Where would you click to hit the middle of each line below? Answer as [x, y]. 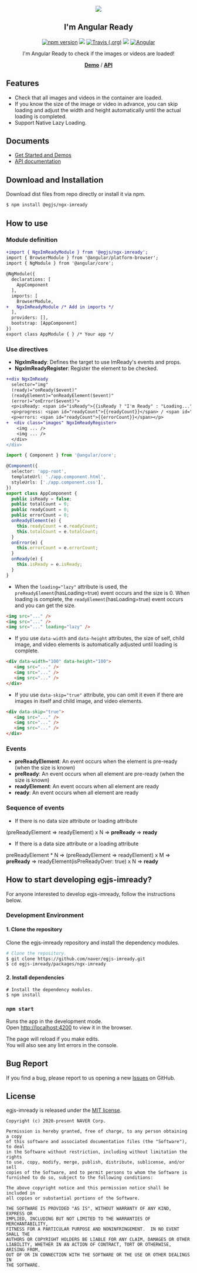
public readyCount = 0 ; [40, 510]
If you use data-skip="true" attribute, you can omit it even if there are [99, 695]
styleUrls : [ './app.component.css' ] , [57, 482]
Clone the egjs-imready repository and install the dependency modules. [93, 942]
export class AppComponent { [42, 493]
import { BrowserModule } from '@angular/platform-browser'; [82, 258]
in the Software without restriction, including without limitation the [97, 1152]
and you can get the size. [45, 605]
